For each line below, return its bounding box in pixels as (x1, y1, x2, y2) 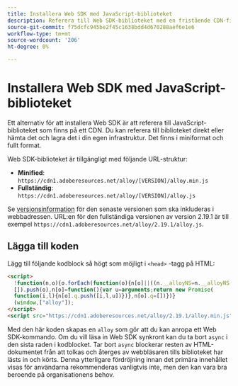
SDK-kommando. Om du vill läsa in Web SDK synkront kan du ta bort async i (7, 332, 228, 341)
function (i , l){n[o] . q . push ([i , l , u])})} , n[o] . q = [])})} (13, 293, 176, 300)
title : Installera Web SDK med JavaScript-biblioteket (7, 10, 173, 18)
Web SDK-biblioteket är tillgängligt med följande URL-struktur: (7, 154, 188, 163)
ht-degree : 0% (7, 43, 50, 50)
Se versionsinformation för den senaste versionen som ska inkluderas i (7, 205, 215, 213)
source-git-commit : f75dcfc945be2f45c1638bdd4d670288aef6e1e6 (7, 23, 195, 30)
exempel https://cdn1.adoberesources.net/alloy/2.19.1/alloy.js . (7, 220, 204, 228)
